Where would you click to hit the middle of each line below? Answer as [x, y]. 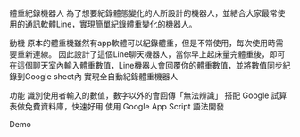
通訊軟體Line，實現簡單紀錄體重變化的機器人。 [111, 24]
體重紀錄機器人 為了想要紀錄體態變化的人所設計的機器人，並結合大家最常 [143, 13]
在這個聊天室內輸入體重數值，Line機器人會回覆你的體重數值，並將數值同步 [146, 65]
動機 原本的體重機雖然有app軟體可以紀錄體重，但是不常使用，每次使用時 [142, 43]
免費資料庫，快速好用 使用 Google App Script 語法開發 [125, 106]
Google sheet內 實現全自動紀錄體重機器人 [101, 77]
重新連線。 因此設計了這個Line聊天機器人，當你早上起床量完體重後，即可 [151, 54]
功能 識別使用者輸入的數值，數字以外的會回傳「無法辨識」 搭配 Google [139, 95]
